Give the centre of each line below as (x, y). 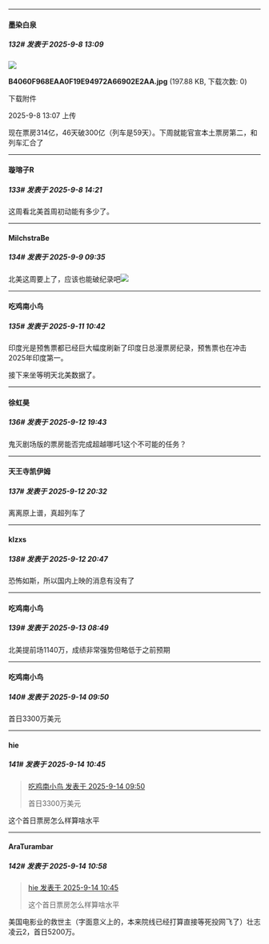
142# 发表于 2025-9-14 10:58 (58, 866)
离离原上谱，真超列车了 (47, 513)
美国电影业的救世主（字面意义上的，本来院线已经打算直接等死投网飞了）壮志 (134, 922)
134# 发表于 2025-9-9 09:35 (57, 257)
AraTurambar (31, 847)
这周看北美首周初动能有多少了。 (61, 212)
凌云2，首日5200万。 (44, 932)
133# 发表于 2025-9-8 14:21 (55, 189)
